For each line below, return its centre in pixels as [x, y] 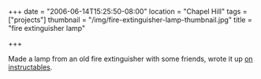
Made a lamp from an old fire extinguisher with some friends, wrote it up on [131, 59]
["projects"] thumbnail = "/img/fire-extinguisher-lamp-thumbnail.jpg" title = [130, 20]
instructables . [30, 67]
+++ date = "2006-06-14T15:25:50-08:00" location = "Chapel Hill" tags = [128, 11]
